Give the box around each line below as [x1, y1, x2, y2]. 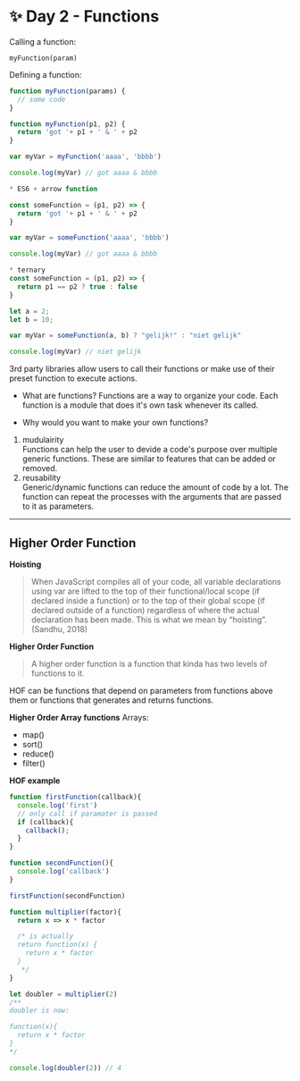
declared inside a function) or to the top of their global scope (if [30, 595, 266, 605]
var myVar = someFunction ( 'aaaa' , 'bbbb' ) [9, 233, 170, 242]
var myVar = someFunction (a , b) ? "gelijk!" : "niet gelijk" [9, 331, 242, 341]
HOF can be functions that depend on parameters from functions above [9, 686, 274, 696]
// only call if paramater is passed [17, 809, 158, 818]
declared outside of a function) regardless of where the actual [30, 605, 260, 615]
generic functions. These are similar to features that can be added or [21, 453, 276, 464]
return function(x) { [17, 941, 98, 950]
